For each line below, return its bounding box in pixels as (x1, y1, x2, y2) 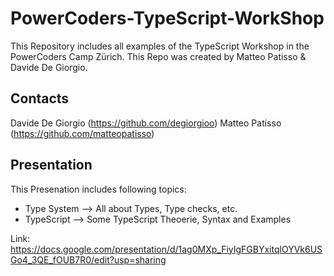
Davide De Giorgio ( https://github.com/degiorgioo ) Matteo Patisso (10, 117, 282, 129)
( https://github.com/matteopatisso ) (10, 127, 155, 139)
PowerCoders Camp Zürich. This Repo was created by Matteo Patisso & (10, 50, 307, 62)
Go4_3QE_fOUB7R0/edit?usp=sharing (10, 253, 167, 266)
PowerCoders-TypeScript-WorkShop (10, 7, 325, 30)
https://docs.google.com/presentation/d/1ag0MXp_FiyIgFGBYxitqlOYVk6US (10, 243, 323, 255)
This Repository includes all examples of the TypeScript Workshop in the (10, 40, 310, 52)
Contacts (10, 90, 70, 107)
